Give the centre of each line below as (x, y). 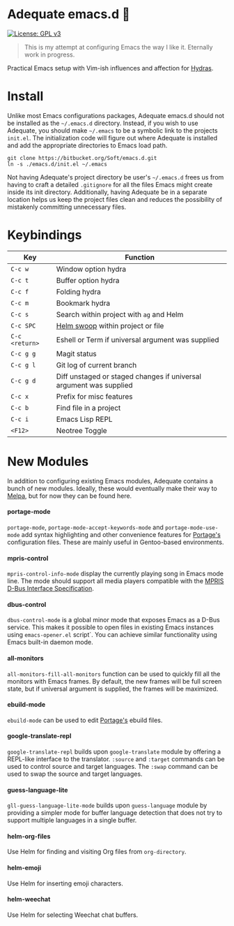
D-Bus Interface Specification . (50, 589)
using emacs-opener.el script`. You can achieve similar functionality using (112, 635)
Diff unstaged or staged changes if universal (129, 376)
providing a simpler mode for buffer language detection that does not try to (115, 813)
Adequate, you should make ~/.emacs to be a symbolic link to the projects (112, 130)
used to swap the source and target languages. (75, 774)
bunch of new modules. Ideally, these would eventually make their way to (112, 488)
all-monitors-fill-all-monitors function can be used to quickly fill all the (114, 674)
